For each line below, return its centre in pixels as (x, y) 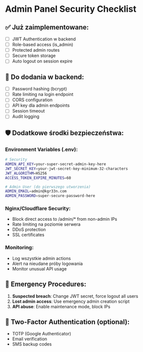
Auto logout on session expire (42, 61)
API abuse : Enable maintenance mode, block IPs (61, 306)
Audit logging (26, 117)
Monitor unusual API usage (39, 268)
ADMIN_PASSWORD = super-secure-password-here (50, 196)
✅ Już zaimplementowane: (47, 27)
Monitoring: (19, 248)
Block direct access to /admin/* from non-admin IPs (65, 219)
